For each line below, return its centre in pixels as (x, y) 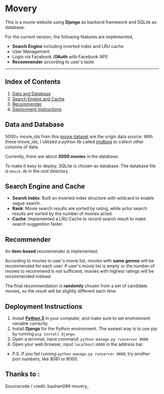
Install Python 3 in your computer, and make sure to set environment (81, 318)
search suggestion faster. (38, 224)
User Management (31, 51)
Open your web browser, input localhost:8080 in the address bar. (78, 344)
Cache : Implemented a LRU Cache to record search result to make (79, 219)
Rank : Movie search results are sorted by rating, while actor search (80, 209)
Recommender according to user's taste (53, 62)
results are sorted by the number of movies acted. (62, 214)
